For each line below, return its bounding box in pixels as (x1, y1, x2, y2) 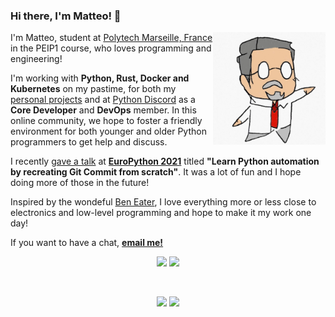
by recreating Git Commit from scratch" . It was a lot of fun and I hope (10, 166, 302, 178)
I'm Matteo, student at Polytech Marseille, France (10, 32, 213, 44)
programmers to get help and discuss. (10, 136, 168, 148)
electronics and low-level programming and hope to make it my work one (10, 207, 312, 219)
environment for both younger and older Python (10, 125, 207, 138)
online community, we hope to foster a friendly (10, 115, 203, 127)
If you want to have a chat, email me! (10, 237, 164, 249)
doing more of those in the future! (10, 177, 150, 189)
